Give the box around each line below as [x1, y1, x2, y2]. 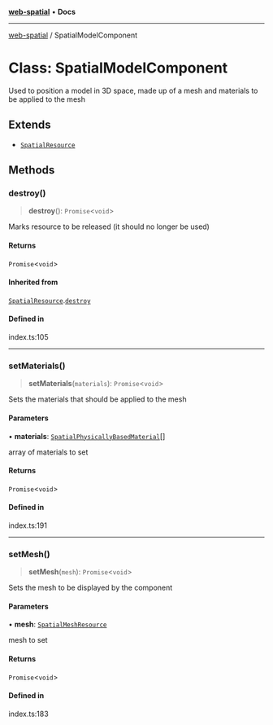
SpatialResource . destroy [8, 295, 91, 305]
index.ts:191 [8, 521, 47, 530]
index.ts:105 [8, 332, 49, 342]
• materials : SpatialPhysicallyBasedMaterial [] [8, 431, 166, 441]
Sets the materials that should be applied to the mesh [8, 394, 187, 404]
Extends [8, 118, 51, 132]
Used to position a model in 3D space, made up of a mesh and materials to [8, 86, 258, 95]
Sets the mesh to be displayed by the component [8, 582, 173, 593]
